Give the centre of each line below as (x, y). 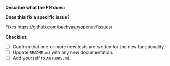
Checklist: (17, 37)
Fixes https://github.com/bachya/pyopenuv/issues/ (59, 27)
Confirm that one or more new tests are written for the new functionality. (89, 47)
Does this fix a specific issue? (38, 17)
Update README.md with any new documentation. (63, 52)
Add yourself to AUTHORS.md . (42, 58)
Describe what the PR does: (35, 7)
